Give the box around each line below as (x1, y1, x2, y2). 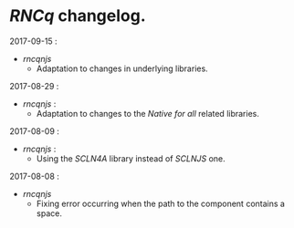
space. (36, 207, 62, 219)
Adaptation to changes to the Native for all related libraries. (36, 108, 260, 119)
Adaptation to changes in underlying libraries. (36, 63, 208, 74)
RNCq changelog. (9, 5, 146, 26)
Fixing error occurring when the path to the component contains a (36, 198, 286, 209)
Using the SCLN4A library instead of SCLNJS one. (36, 152, 226, 164)
